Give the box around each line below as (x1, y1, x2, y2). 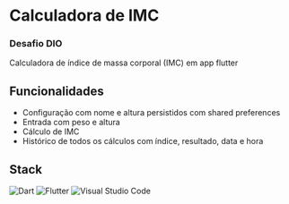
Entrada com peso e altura (22, 117, 121, 128)
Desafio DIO (9, 38, 63, 50)
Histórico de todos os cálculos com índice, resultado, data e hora (22, 136, 264, 147)
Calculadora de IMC (9, 5, 160, 26)
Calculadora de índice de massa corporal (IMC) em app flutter (9, 57, 239, 68)
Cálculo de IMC (22, 126, 80, 137)
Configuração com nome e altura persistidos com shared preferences (22, 107, 281, 118)
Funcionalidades (9, 83, 105, 98)
